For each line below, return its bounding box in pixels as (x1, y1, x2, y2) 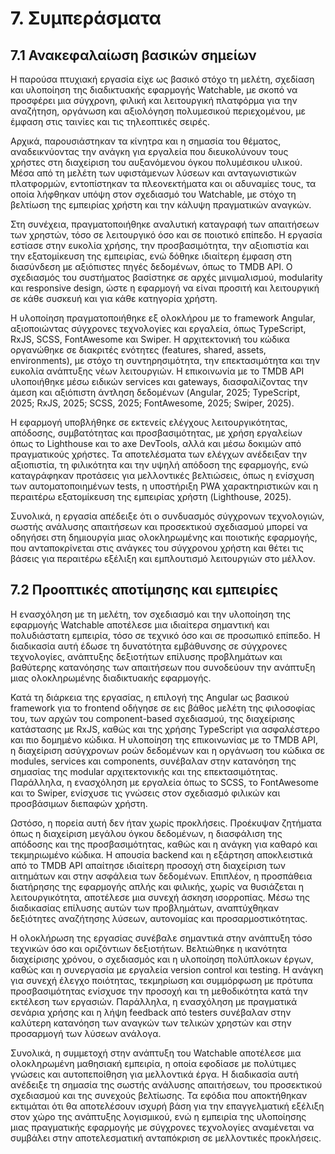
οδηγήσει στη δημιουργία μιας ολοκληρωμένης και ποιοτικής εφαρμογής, (10, 532, 318, 543)
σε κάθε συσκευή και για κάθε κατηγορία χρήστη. (10, 293, 218, 304)
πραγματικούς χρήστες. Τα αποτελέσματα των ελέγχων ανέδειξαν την (10, 448, 308, 460)
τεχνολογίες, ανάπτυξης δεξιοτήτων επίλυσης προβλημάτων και (10, 650, 283, 662)
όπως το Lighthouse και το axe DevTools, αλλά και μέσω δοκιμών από (10, 438, 302, 449)
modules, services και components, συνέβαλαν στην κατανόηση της (10, 755, 297, 767)
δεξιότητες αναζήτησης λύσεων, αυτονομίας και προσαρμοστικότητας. (10, 912, 308, 924)
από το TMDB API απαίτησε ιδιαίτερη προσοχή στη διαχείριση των (10, 859, 287, 871)
